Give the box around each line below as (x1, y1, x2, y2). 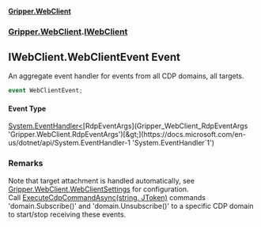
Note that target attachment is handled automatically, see (8, 176, 195, 185)
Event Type (8, 104, 47, 113)
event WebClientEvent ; (8, 87, 83, 95)
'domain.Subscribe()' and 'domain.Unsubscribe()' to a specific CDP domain (8, 201, 255, 210)
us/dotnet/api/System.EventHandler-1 (8, 138, 130, 148)
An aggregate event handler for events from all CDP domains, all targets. (8, 71, 244, 81)
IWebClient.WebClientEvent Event (8, 50, 180, 63)
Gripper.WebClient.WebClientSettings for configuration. (8, 184, 189, 194)
